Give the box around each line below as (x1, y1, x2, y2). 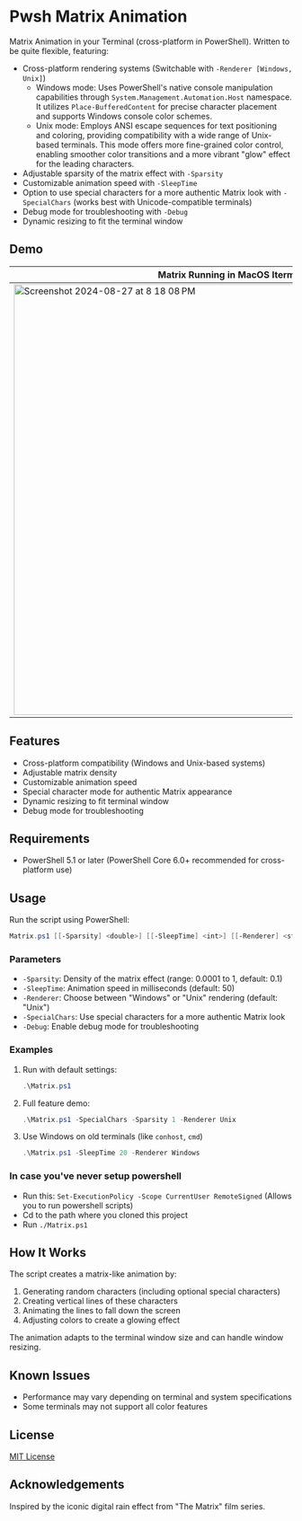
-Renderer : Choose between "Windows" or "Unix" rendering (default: (22, 993, 279, 1004)
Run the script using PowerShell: (9, 915, 130, 925)
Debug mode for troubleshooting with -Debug (22, 206, 189, 217)
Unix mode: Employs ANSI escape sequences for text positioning (35, 119, 277, 131)
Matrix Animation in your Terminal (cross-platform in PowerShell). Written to (9, 36, 290, 47)
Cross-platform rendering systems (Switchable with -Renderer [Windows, (22, 63, 293, 74)
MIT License (9, 1451, 56, 1462)
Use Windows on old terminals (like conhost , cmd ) (22, 1131, 204, 1142)
